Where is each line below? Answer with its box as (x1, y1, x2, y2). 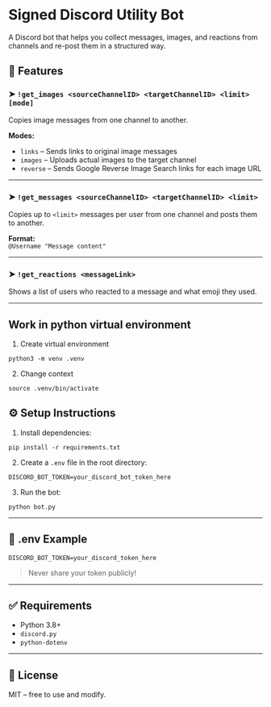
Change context (19, 369, 74, 379)
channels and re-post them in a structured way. (8, 40, 166, 50)
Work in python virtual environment (8, 317, 191, 332)
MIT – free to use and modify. (8, 690, 106, 700)
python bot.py (8, 503, 56, 511)
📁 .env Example (8, 533, 88, 546)
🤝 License (8, 668, 59, 682)
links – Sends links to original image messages (19, 146, 177, 156)
